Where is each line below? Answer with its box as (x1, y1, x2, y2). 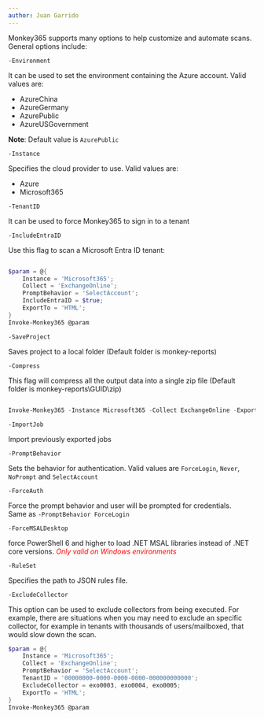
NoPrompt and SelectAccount (8, 472, 98, 481)
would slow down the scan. (8, 629, 97, 639)
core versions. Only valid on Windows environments (8, 547, 177, 556)
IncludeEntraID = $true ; (22, 297, 104, 305)
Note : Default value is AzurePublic (8, 135, 119, 144)
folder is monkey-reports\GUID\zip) (8, 384, 122, 394)
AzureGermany (19, 102, 69, 112)
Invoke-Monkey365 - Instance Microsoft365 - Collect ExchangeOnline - (8, 406, 237, 414)
